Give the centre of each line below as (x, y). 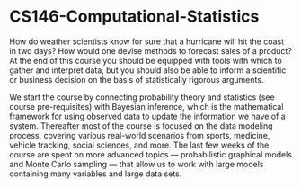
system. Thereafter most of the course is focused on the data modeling (141, 125)
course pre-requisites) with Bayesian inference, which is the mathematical (146, 106)
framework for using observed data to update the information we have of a (147, 116)
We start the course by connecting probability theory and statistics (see (142, 97)
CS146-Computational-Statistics (134, 17)
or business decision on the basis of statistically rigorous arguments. (137, 79)
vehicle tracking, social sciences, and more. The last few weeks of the (139, 145)
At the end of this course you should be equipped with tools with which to (146, 60)
